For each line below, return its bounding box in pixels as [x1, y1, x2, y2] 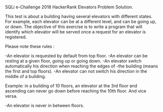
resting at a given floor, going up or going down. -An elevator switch [5, 58, 142, 64]
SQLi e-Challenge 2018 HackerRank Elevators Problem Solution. [5, 4, 133, 10]
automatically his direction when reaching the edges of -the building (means [5, 63, 158, 69]
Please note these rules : [5, 44, 55, 49]
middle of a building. [5, 74, 46, 79]
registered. [5, 34, 27, 40]
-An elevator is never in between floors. [5, 103, 84, 108]
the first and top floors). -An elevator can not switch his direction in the [5, 68, 147, 74]
